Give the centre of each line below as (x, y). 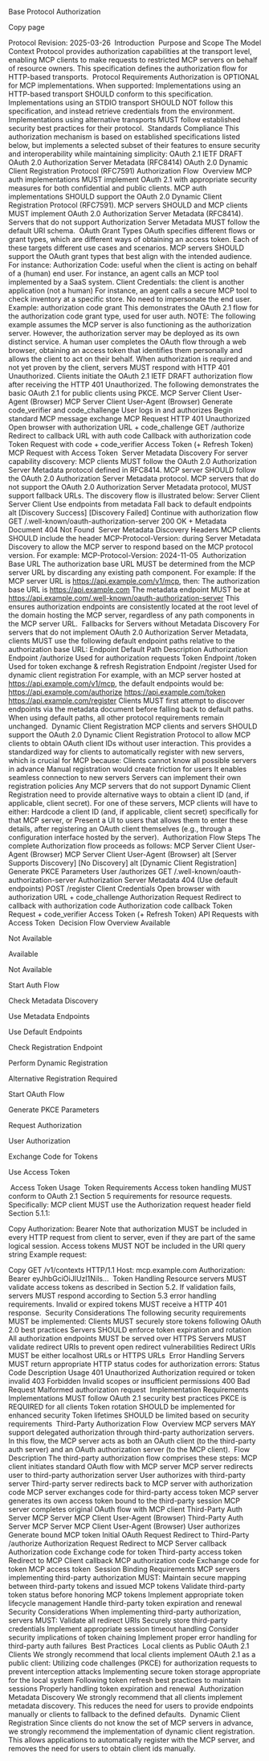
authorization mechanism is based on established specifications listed (124, 137)
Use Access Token (39, 1172)
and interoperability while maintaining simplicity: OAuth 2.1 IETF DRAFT (126, 154)
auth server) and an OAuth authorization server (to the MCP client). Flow (129, 1449)
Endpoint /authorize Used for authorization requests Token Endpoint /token (132, 658)
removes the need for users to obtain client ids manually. (102, 1749)
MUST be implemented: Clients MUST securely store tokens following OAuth (135, 1321)
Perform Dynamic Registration (58, 1063)
